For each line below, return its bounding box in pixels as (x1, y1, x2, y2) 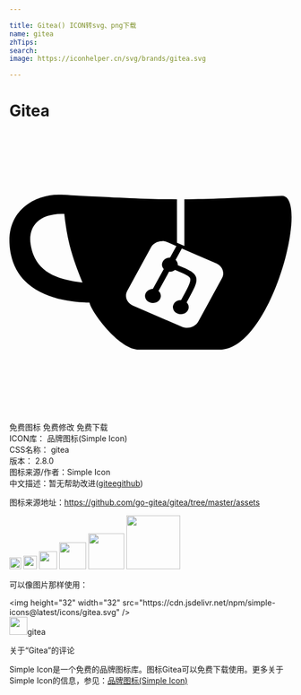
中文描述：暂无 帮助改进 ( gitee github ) (9, 478, 143, 489)
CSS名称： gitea (9, 445, 70, 456)
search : (9, 46, 39, 55)
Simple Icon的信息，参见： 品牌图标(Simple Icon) (9, 675, 188, 686)
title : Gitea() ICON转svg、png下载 (9, 21, 137, 30)
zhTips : (9, 38, 39, 47)
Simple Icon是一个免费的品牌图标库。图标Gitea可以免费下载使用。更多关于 (9, 665, 284, 675)
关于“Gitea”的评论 (9, 645, 75, 656)
